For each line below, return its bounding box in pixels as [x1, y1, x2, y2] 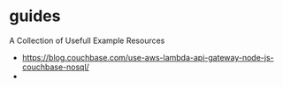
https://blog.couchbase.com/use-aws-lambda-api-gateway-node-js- [21, 52, 274, 62]
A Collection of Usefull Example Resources [9, 35, 165, 46]
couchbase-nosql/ [21, 62, 90, 72]
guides [9, 6, 61, 26]
